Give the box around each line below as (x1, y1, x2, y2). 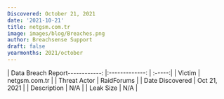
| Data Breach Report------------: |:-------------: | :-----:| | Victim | (7, 68, 200, 77)
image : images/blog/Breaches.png (7, 29, 105, 37)
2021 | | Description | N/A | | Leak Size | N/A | (7, 84, 138, 92)
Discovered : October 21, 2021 (7, 10, 96, 18)
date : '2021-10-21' (7, 17, 65, 24)
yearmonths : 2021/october (7, 50, 83, 57)
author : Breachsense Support (7, 37, 93, 44)
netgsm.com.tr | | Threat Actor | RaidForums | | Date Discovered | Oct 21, (7, 76, 218, 84)
